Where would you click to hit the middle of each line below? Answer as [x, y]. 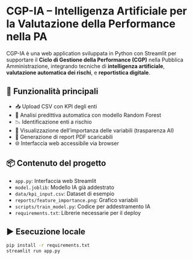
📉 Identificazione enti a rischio [53, 122]
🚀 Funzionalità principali [52, 91]
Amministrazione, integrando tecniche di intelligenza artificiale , [86, 66]
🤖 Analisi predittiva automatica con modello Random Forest [88, 115]
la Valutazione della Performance [91, 24]
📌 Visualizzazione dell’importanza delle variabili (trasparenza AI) [94, 130]
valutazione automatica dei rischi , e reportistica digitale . [78, 72]
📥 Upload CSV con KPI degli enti [56, 106]
